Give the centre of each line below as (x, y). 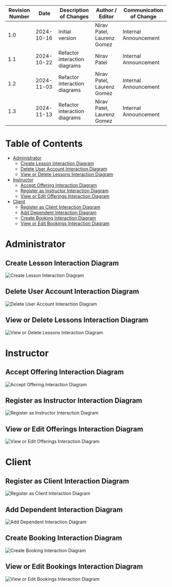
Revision (19, 10)
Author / (106, 10)
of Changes (74, 16)
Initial (65, 32)
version (67, 38)
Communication (144, 10)
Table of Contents (44, 144)
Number (19, 16)
